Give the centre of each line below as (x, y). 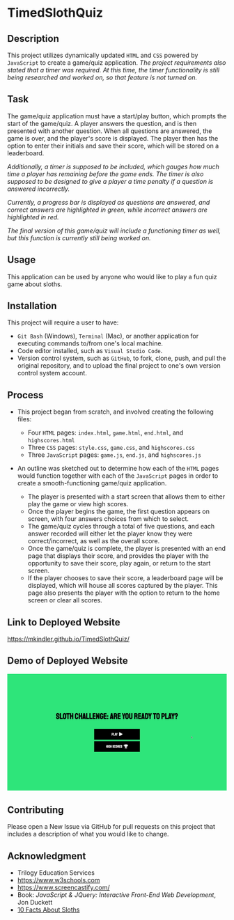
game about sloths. (35, 284)
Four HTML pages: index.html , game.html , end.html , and (106, 432)
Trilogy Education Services (56, 873)
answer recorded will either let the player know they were (110, 533)
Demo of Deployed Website (68, 661)
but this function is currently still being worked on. (79, 237)
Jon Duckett (35, 903)
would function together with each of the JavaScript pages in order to (118, 476)
